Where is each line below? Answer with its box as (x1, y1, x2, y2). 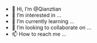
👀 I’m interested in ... (11, 12, 62, 19)
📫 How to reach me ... (11, 31, 66, 37)
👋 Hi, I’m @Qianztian (11, 6, 62, 12)
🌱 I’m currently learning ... (11, 18, 75, 24)
